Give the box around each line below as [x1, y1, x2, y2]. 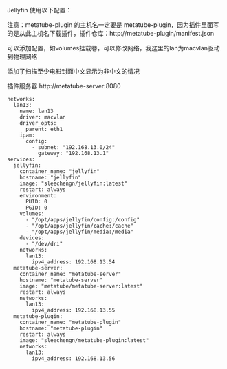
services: [7, 156, 36, 163]
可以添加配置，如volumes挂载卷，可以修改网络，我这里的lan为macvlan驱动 [7, 44, 220, 52]
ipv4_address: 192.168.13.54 [32, 259, 116, 266]
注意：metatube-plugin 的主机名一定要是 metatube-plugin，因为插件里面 [7, 21, 213, 29]
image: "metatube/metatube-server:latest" [19, 283, 143, 290]
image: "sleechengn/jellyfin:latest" [19, 180, 128, 187]
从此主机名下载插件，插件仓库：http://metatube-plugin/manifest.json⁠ [19, 30, 215, 37]
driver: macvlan [19, 114, 67, 121]
